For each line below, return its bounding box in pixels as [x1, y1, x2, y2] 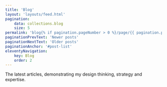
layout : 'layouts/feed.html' [5, 12, 66, 17]
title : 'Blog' [5, 7, 35, 12]
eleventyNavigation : [5, 48, 48, 53]
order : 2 [14, 58, 32, 63]
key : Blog [14, 53, 35, 58]
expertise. [5, 77, 26, 83]
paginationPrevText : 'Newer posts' [5, 35, 79, 40]
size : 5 [14, 26, 30, 31]
